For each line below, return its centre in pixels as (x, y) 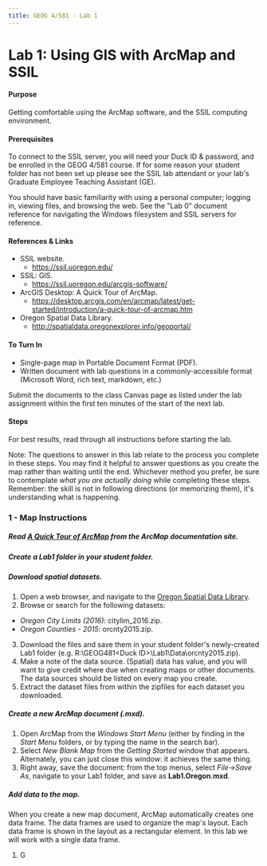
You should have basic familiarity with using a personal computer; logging (130, 198)
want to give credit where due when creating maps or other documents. (138, 670)
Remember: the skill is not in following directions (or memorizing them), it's (131, 488)
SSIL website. (42, 259)
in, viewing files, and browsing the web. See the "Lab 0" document (118, 206)
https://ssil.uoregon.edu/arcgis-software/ (99, 284)
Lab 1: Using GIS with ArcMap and (122, 55)
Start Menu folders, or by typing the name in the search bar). (120, 743)
